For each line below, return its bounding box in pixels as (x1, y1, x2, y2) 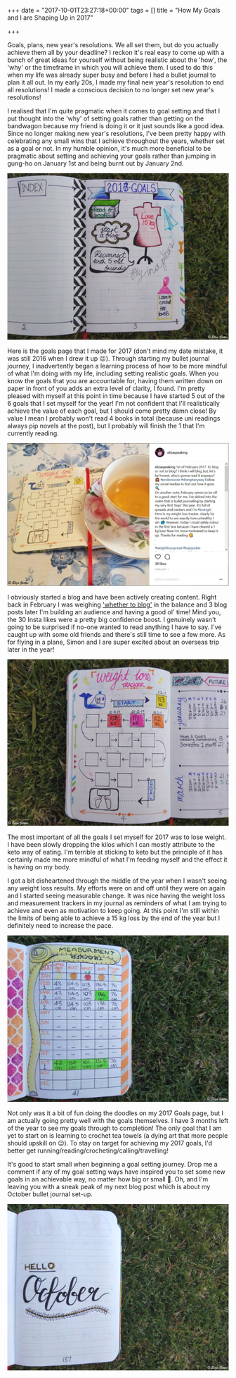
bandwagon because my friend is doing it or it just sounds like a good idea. (7, 122, 225, 130)
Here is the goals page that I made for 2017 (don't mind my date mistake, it (7, 347, 223, 355)
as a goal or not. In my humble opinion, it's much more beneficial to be (7, 144, 211, 152)
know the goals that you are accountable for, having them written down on (7, 377, 223, 385)
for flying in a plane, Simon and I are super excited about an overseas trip (7, 638, 220, 646)
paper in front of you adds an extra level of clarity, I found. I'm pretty (7, 384, 206, 392)
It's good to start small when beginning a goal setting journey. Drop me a (7, 1160, 218, 1168)
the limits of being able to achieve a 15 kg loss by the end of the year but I (7, 914, 221, 922)
